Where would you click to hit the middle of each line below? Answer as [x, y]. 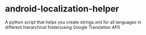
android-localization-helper [62, 9]
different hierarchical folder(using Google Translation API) [63, 27]
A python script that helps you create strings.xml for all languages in [73, 22]
